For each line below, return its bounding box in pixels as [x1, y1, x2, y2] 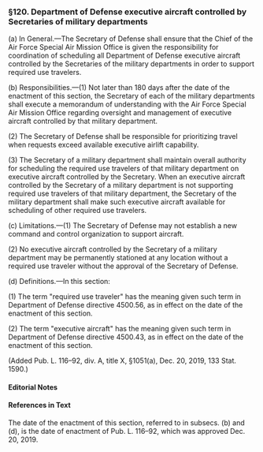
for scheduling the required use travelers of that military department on [8, 164, 239, 174]
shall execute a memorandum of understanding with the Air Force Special [8, 99, 246, 109]
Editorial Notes [8, 382, 57, 392]
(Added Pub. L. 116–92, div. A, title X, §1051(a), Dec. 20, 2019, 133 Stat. [8, 356, 237, 365]
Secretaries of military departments [8, 16, 148, 27]
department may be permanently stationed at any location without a [8, 253, 228, 263]
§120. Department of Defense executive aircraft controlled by [8, 6, 247, 17]
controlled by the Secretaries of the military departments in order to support [8, 59, 254, 69]
